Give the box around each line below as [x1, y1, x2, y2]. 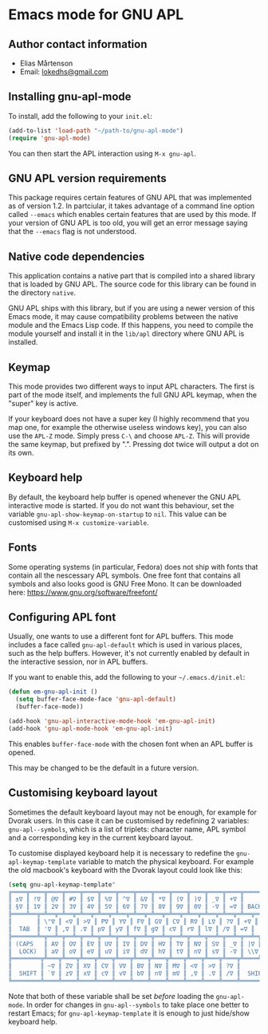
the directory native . [8, 288, 77, 298]
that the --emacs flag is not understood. [8, 227, 137, 236]
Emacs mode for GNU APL [8, 6, 184, 24]
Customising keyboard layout [8, 786, 158, 799]
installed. [8, 337, 38, 347]
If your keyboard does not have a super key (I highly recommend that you [8, 414, 250, 424]
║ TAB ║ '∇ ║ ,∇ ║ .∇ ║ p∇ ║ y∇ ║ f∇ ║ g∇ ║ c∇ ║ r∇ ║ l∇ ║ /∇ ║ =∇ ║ [8, 925, 255, 933]
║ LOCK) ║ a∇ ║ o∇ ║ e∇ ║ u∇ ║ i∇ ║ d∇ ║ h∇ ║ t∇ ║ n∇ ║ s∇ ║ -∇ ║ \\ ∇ [8, 947, 259, 955]
